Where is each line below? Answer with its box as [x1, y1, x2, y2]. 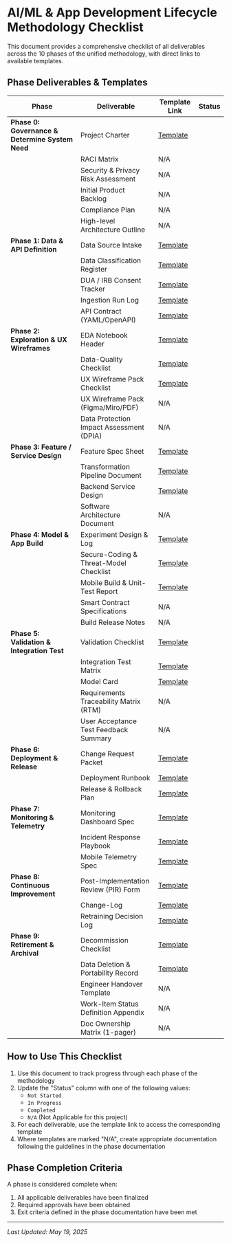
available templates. [7, 56, 64, 65]
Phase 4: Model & [10, 529, 69, 539]
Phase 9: [10, 931, 40, 940]
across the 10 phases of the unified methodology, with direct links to [7, 49, 201, 58]
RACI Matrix [80, 154, 119, 164]
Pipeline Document [80, 470, 142, 480]
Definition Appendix [80, 1007, 144, 1017]
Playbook [80, 841, 111, 850]
